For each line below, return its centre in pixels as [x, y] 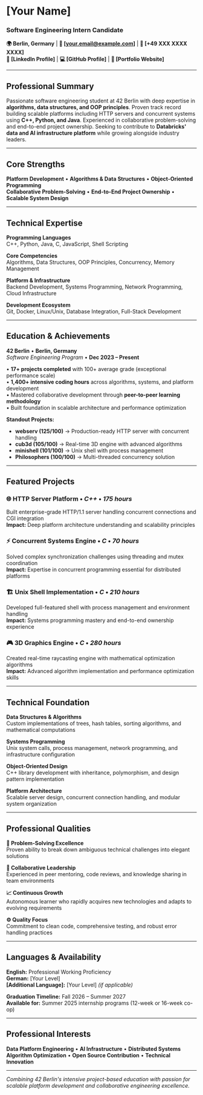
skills [13, 678]
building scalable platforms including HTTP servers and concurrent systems [101, 114]
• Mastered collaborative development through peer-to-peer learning [93, 395]
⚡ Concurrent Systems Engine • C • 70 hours [73, 541]
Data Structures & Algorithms [44, 717]
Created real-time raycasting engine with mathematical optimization [91, 658]
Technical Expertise [44, 223]
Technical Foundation [48, 702]
